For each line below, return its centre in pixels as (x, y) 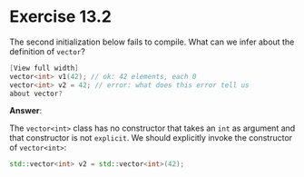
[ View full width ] (44, 68)
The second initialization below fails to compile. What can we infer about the (152, 42)
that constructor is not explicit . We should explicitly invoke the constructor (151, 138)
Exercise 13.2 (60, 17)
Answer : (26, 111)
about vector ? (36, 93)
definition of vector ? (48, 51)
